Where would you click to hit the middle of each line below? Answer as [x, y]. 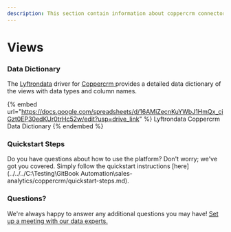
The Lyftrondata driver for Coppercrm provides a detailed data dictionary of [114, 84]
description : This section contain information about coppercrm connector [117, 13]
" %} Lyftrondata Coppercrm [179, 119]
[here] [180, 166]
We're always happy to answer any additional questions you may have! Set [113, 213]
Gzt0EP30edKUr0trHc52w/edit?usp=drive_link [73, 119]
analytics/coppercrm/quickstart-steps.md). [68, 181]
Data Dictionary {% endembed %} [55, 126]
